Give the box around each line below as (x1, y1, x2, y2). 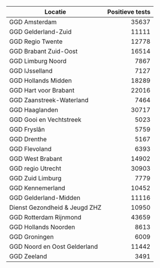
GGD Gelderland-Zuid (9, 28, 72, 35)
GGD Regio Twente (9, 37, 63, 46)
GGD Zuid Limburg (9, 174, 62, 182)
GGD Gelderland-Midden (9, 193, 81, 202)
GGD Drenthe (9, 135, 47, 143)
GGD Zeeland (9, 252, 47, 260)
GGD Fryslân (9, 126, 45, 133)
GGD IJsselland (9, 67, 53, 75)
